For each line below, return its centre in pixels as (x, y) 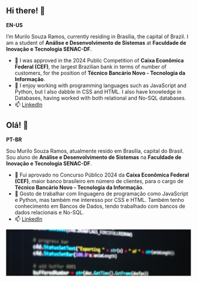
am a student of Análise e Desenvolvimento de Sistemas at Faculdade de (96, 42)
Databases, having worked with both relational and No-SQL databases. (100, 98)
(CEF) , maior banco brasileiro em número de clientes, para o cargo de (99, 181)
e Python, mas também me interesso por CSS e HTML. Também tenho (99, 200)
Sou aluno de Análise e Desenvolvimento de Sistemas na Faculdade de (94, 157)
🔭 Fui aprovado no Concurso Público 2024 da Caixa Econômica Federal (102, 175)
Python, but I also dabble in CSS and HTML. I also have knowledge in (98, 91)
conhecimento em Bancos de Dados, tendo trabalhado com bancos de (100, 206)
